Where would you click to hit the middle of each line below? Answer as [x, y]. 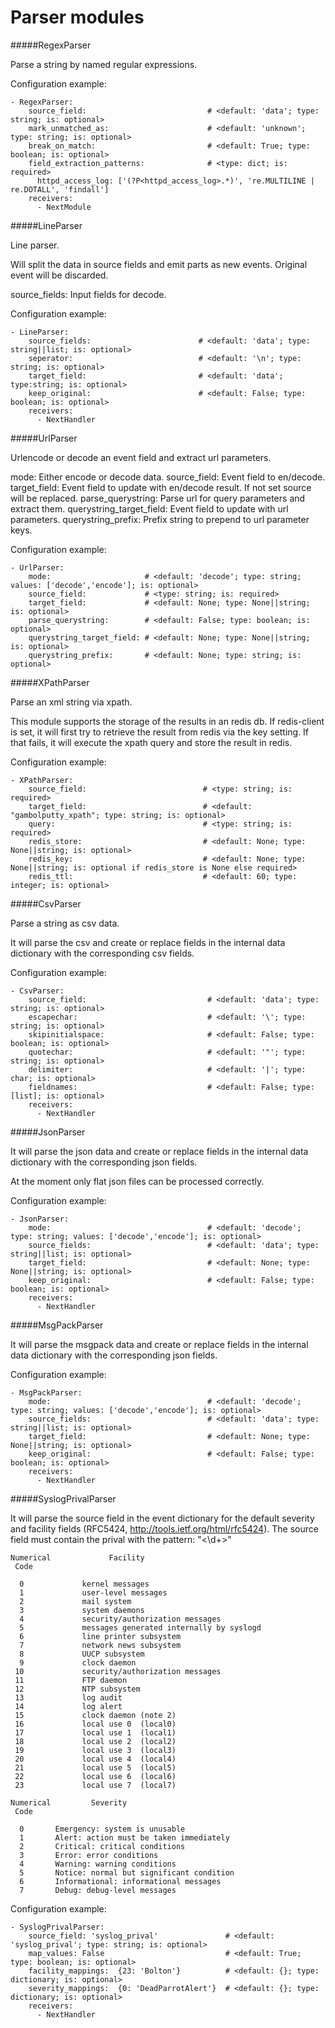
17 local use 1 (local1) [95, 1732]
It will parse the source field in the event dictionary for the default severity [162, 1518]
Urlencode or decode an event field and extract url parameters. [141, 457]
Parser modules [77, 17]
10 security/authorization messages [118, 1671]
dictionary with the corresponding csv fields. [102, 953]
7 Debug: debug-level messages [98, 1890]
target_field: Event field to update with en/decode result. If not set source [161, 487]
